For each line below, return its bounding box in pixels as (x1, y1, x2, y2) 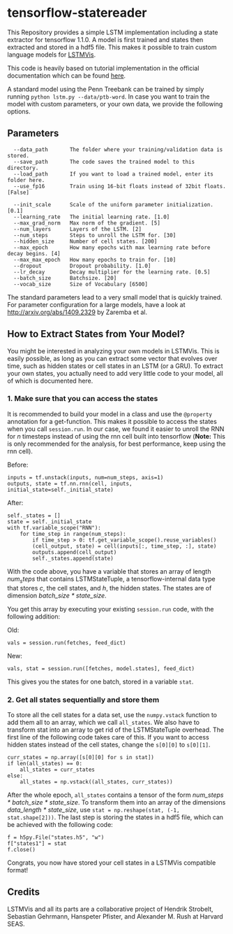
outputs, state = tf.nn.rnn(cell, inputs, (7, 480, 133, 487)
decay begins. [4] (7, 250, 61, 257)
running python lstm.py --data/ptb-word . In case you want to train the (7, 92, 210, 101)
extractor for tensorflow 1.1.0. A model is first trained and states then (7, 35, 204, 43)
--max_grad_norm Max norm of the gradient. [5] (13, 219, 160, 227)
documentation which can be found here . (7, 71, 126, 80)
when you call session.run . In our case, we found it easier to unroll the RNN (7, 425, 225, 433)
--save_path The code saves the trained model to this (13, 158, 195, 165)
